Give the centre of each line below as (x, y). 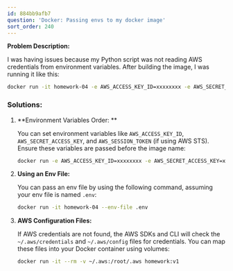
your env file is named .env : (57, 195)
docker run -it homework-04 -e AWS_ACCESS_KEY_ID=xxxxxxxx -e (99, 87)
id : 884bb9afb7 (29, 14)
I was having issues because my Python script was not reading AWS (105, 60)
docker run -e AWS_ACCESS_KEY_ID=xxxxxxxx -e (84, 161)
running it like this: (34, 74)
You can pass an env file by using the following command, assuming (115, 187)
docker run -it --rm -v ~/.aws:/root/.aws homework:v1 (98, 262)
